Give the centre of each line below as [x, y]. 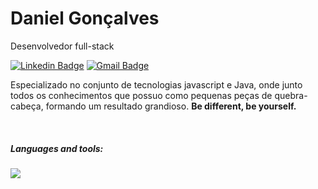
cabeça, [27, 106]
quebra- [291, 95]
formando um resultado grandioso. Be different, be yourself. [171, 106]
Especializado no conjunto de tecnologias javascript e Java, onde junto [156, 84]
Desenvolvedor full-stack [62, 46]
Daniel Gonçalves [85, 18]
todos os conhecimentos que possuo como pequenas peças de [141, 95]
